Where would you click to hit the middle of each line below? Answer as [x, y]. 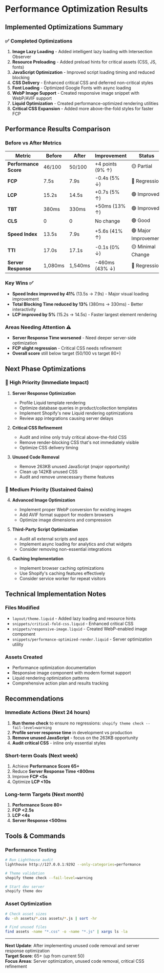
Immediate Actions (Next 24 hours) [48, 712]
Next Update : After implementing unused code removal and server [72, 946]
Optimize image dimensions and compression [65, 520]
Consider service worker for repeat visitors [62, 579]
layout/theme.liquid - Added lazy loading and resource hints [74, 618]
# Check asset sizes [26, 914]
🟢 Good [141, 220]
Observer [22, 57]
